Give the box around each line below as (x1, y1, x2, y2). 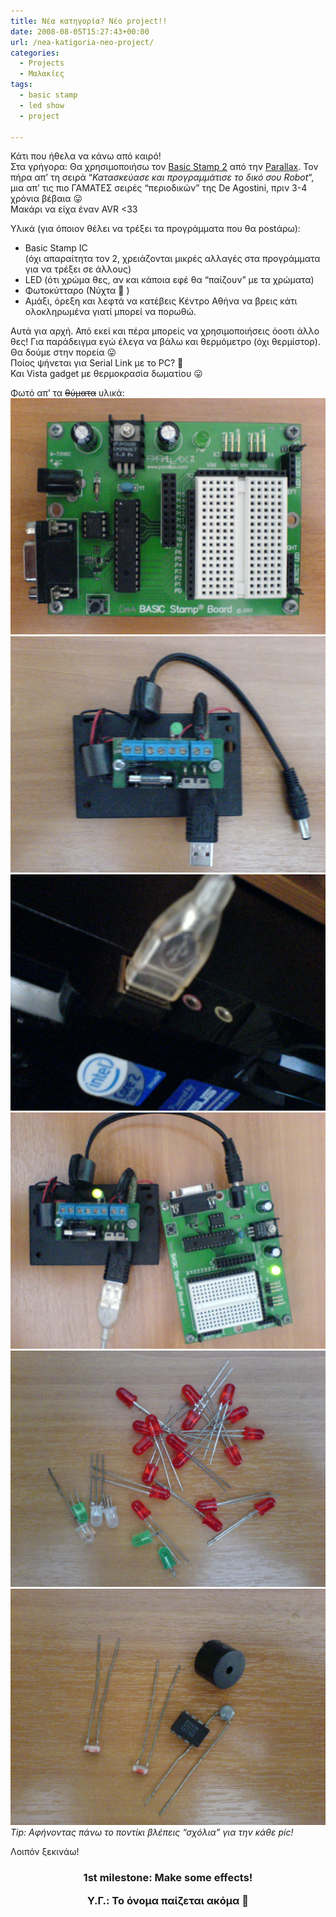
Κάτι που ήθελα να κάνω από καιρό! (10, 150, 162, 162)
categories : (10, 48, 60, 58)
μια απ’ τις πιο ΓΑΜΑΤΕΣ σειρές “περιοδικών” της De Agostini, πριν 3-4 (10, 182, 308, 194)
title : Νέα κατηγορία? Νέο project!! (10, 16, 168, 26)
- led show (19, 100, 65, 110)
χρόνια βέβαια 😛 (10, 193, 83, 205)
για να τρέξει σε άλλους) (24, 263, 132, 275)
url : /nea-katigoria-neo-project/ (10, 37, 155, 47)
